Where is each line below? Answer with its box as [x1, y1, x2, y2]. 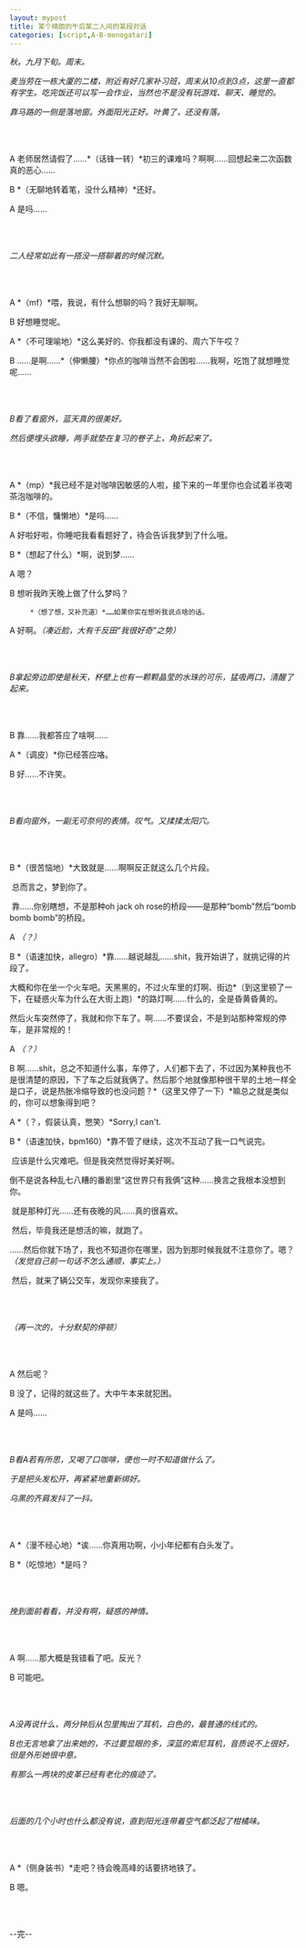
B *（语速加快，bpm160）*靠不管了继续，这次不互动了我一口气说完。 [9, 1136, 270, 1147]
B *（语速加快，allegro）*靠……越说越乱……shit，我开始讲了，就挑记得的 [9, 951, 283, 963]
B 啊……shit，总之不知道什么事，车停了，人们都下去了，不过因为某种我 [9, 1063, 276, 1074]
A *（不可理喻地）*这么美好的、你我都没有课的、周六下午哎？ [9, 336, 241, 347]
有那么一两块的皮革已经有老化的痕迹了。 [9, 1769, 161, 1780]
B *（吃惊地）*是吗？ [9, 1559, 89, 1570]
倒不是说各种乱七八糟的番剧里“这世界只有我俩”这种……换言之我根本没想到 [9, 1174, 286, 1186]
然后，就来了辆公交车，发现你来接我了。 [11, 1275, 164, 1287]
